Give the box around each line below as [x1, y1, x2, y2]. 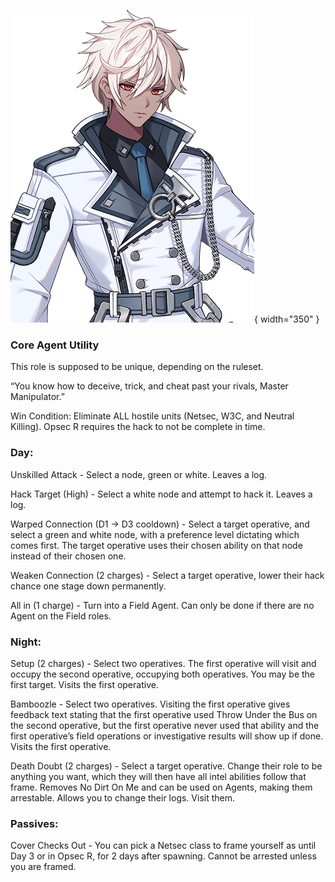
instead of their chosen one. [10, 550, 127, 562]
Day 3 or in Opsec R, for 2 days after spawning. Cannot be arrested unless [10, 850, 317, 862]
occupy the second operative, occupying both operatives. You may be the [10, 668, 316, 680]
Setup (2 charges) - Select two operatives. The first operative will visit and [10, 657, 317, 669]
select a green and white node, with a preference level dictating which [10, 528, 300, 540]
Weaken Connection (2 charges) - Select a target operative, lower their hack [10, 569, 325, 581]
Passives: [10, 816, 59, 830]
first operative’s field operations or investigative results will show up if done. [10, 730, 324, 742]
